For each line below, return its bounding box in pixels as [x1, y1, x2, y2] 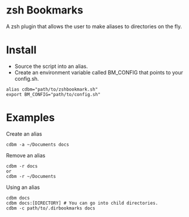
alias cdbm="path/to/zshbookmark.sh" [6, 86, 98, 92]
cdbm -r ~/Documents [6, 173, 57, 179]
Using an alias [6, 184, 40, 191]
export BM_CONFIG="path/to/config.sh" [6, 91, 101, 97]
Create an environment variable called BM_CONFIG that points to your [14, 68, 183, 76]
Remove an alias [6, 151, 46, 159]
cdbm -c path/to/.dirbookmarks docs [6, 205, 95, 211]
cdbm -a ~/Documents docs [6, 142, 69, 147]
